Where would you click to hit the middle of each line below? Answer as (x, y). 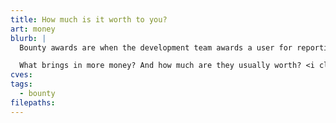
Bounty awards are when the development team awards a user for (156, 47)
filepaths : (33, 102)
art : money (33, 29)
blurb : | (28, 38)
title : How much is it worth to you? (89, 19)
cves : (21, 75)
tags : (21, 84)
